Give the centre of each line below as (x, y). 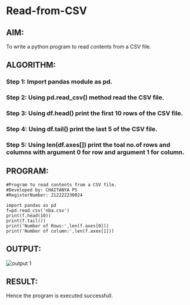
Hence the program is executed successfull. (60, 296)
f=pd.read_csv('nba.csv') (38, 210)
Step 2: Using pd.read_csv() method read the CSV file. (85, 98)
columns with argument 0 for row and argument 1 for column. (95, 152)
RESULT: (22, 282)
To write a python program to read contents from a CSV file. (79, 46)
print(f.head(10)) (29, 216)
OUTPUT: (24, 249)
